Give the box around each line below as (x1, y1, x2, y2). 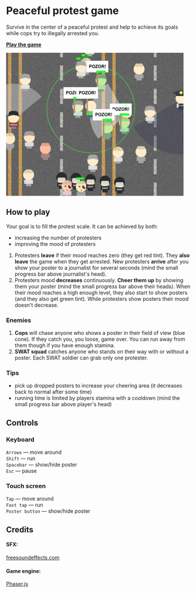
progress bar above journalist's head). (14, 270, 107, 277)
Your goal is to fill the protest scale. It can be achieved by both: (6, 222, 158, 229)
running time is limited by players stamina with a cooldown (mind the (14, 395, 180, 402)
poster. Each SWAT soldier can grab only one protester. (14, 354, 148, 361)
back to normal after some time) (14, 388, 92, 396)
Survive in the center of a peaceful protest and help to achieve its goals (6, 23, 178, 30)
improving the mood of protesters (14, 240, 96, 247)
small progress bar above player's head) (14, 401, 112, 408)
